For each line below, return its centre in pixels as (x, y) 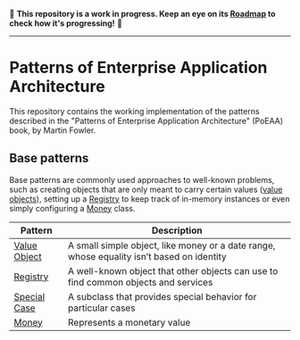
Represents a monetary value (129, 322)
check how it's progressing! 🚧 (66, 23)
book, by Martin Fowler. (53, 130)
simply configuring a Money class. (72, 208)
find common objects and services (141, 282)
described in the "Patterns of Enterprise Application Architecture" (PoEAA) (146, 120)
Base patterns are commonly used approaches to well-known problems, (142, 179)
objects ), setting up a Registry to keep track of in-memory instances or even (150, 199)
